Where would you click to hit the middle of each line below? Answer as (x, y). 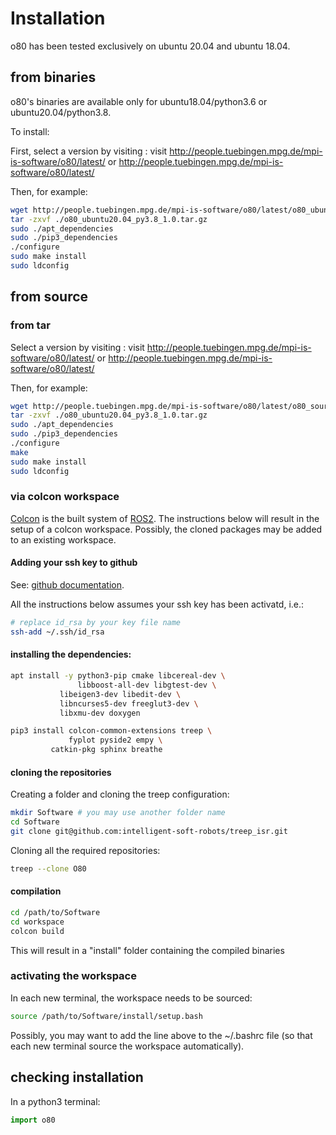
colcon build (37, 931)
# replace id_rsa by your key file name (96, 623)
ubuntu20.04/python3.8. (61, 112)
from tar (30, 325)
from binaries (53, 77)
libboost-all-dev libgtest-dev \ (147, 685)
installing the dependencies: (71, 654)
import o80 (33, 1120)
